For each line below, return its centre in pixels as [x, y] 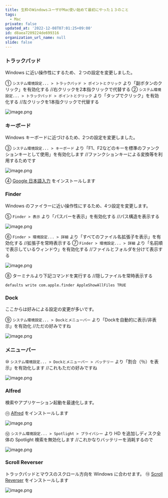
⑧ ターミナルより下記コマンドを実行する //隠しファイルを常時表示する [79, 276]
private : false [21, 24]
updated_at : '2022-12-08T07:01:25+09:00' [49, 28]
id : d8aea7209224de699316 [32, 33]
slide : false [19, 42]
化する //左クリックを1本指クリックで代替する [52, 102]
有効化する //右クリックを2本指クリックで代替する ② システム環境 [94, 89]
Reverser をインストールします [37, 480]
